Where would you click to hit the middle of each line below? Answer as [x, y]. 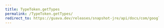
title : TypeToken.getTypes [32, 9]
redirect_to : [18, 18]
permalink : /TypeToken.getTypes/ [39, 14]
